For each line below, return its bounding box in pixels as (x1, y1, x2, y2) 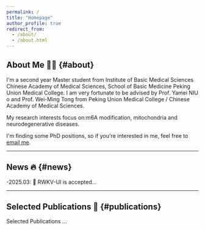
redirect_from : (6, 26, 45, 32)
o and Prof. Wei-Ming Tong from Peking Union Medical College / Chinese (6, 95, 190, 102)
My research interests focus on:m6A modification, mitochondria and (6, 113, 178, 121)
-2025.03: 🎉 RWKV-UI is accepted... (6, 178, 97, 185)
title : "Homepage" (6, 15, 53, 21)
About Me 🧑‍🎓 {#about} (6, 60, 95, 70)
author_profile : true (6, 20, 62, 26)
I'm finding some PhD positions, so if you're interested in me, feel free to (6, 132, 189, 139)
